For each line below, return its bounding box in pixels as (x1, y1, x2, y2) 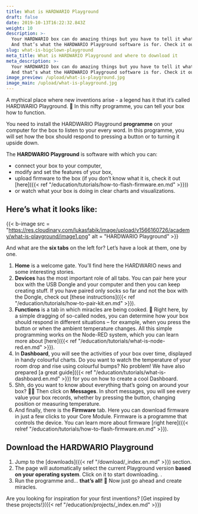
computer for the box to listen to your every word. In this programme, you (6, 127, 184, 134)
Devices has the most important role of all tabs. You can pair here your (14, 274, 187, 282)
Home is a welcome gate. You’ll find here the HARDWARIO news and (14, 261, 181, 269)
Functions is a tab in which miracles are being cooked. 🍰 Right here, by (14, 306, 188, 313)
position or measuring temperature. (14, 400, 101, 407)
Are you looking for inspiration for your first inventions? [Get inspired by (6, 494, 180, 502)
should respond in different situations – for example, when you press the (14, 318, 190, 325)
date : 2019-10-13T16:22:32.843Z (6, 20, 85, 25)
